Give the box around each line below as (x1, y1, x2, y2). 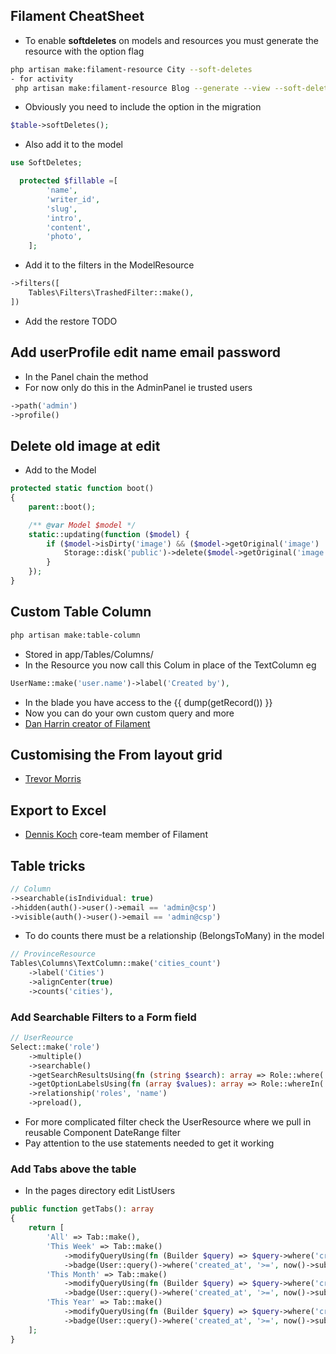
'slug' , (46, 204, 78, 214)
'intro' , (46, 213, 83, 223)
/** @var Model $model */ (28, 520, 137, 530)
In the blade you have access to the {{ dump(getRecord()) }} (24, 696, 273, 708)
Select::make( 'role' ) (10, 1042, 101, 1052)
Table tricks (10, 857, 86, 874)
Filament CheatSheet (10, 8, 145, 25)
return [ (28, 1223, 65, 1233)
